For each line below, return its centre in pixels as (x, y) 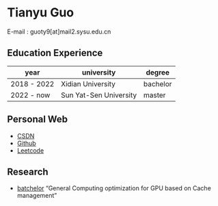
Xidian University (88, 83)
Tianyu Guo (41, 13)
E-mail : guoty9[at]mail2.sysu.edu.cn (59, 31)
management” (37, 196)
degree (158, 72)
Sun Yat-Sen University (99, 95)
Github (26, 143)
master (154, 95)
